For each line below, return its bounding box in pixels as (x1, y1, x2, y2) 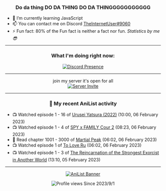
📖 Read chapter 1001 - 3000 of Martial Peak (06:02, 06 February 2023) (12, 137, 157, 143)
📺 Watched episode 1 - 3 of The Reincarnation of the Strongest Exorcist (12, 149, 159, 155)
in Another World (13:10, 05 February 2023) (12, 156, 101, 162)
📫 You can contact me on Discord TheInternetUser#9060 (12, 21, 131, 27)
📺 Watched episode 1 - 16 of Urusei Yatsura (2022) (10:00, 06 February (12, 111, 159, 117)
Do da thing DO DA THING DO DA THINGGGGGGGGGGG (15, 4, 151, 11)
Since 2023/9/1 (83, 180, 115, 187)
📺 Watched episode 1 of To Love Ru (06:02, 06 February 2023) (12, 142, 142, 148)
